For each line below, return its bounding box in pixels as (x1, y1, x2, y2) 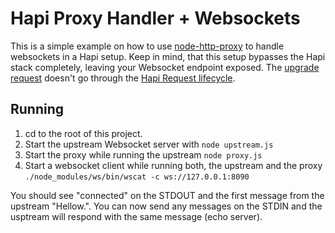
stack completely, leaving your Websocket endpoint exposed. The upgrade (10, 61, 320, 73)
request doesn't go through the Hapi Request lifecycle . (10, 72, 236, 84)
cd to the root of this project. (24, 127, 143, 139)
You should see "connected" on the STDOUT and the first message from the (10, 189, 325, 201)
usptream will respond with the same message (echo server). (10, 210, 263, 222)
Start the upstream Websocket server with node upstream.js (24, 138, 274, 150)
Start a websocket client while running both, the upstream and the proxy (24, 159, 323, 171)
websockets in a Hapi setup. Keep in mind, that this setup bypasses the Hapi (10, 50, 326, 62)
